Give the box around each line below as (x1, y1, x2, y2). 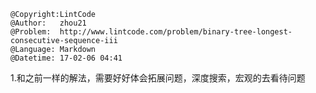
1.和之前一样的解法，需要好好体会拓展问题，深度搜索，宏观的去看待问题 (10, 72, 306, 84)
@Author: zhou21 (10, 18, 87, 28)
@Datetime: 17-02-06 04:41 (10, 53, 123, 63)
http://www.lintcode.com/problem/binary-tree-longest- (59, 27, 293, 37)
